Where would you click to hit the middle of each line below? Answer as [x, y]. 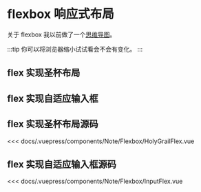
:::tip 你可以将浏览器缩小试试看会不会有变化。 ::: [75, 49]
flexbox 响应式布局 [61, 14]
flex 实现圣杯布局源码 [53, 124]
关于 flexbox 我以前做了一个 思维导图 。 [62, 34]
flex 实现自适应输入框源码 [62, 164]
